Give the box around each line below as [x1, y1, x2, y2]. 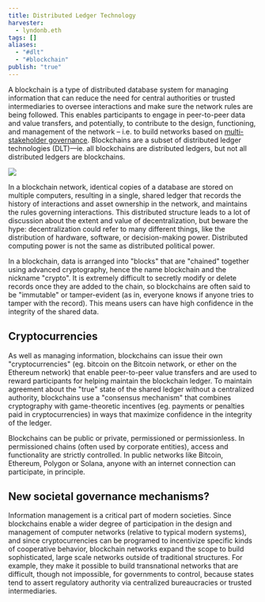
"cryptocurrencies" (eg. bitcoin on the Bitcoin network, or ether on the [8, 359, 237, 369]
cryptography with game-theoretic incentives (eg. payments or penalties [8, 401, 245, 411]
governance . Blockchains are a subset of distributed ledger [48, 135, 241, 145]
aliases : [8, 41, 37, 49]
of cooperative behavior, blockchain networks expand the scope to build [8, 544, 244, 554]
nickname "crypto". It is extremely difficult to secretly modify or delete [8, 273, 237, 282]
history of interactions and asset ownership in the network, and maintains [8, 199, 248, 208]
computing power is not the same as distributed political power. [8, 240, 215, 250]
